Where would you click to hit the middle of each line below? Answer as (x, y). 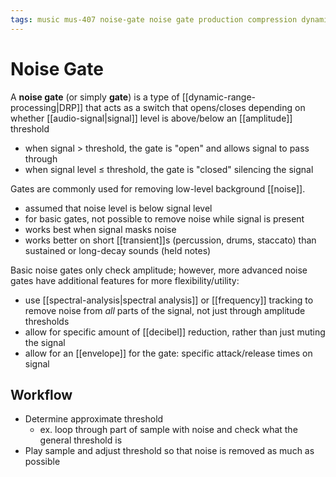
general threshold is (81, 440)
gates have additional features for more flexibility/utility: (125, 280)
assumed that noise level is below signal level (118, 208)
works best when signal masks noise (100, 229)
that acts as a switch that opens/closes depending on (195, 107)
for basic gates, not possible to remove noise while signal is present (164, 218)
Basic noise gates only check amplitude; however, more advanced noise (159, 270)
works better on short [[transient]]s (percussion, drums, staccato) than (170, 240)
